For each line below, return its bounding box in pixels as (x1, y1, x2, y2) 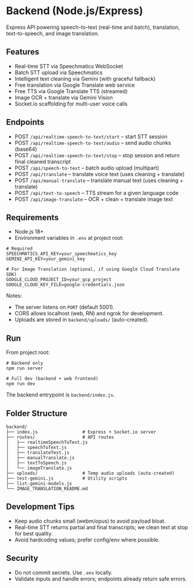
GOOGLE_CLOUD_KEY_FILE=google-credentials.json (6, 282, 125, 288)
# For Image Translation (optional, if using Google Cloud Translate (6, 266, 180, 272)
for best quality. (14, 530, 53, 537)
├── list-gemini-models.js (6, 481, 72, 487)
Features (6, 47, 39, 57)
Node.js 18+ (14, 228, 44, 235)
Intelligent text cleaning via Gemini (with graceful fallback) (14, 75, 156, 82)
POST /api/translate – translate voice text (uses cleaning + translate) (14, 170, 185, 177)
